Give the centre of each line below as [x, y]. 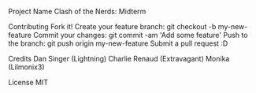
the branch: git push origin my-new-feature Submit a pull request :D [118, 43]
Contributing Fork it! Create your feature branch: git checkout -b [112, 26]
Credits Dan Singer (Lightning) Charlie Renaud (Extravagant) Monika [119, 59]
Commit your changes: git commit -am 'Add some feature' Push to [140, 35]
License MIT [28, 82]
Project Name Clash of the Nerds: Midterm [77, 11]
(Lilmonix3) [26, 67]
